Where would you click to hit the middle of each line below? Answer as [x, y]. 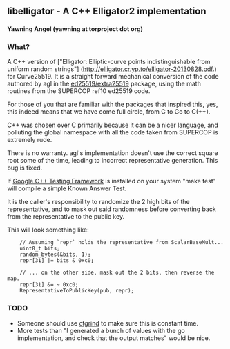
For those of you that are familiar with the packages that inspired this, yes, [113, 104]
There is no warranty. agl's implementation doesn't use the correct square [113, 153]
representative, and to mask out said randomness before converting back [112, 209]
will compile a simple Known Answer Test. [67, 188]
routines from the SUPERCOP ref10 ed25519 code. [79, 91]
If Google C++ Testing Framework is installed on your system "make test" [112, 181]
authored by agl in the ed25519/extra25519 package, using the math [104, 84]
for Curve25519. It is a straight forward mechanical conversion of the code [113, 77]
